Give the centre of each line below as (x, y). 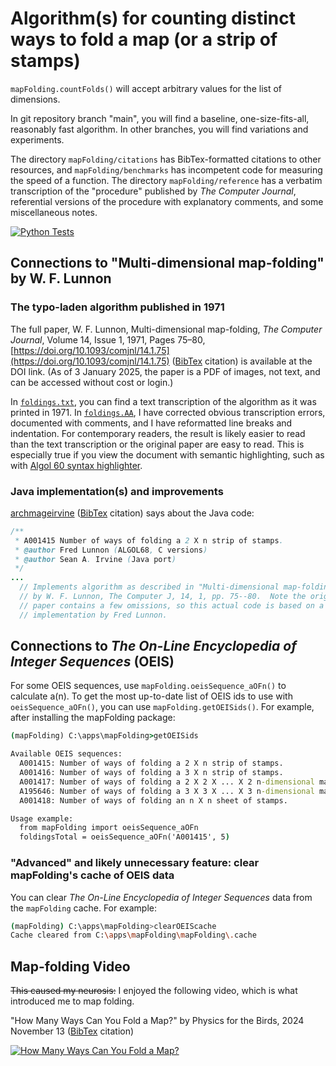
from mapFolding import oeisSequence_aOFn (109, 828)
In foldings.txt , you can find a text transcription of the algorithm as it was (163, 401)
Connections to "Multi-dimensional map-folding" (167, 263)
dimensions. (35, 99)
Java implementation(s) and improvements (117, 491)
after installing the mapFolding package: (93, 718)
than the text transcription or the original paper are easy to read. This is (157, 444)
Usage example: (42, 818)
